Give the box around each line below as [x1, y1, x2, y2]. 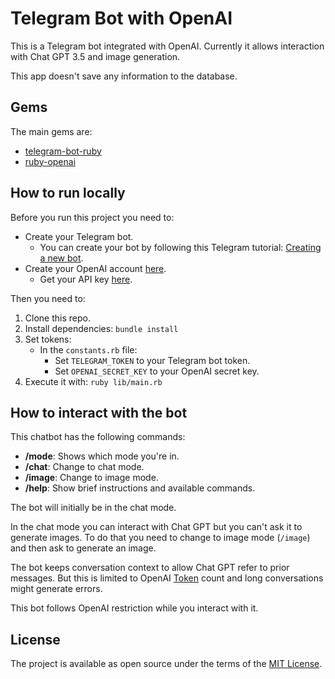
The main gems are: [10, 125, 93, 137]
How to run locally [10, 185, 126, 202]
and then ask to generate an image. [10, 542, 157, 554]
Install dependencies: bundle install [24, 322, 179, 334]
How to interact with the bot [10, 404, 188, 421]
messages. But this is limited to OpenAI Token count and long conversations [10, 572, 324, 584]
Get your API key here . [39, 273, 133, 285]
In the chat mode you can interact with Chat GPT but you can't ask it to [10, 521, 303, 533]
